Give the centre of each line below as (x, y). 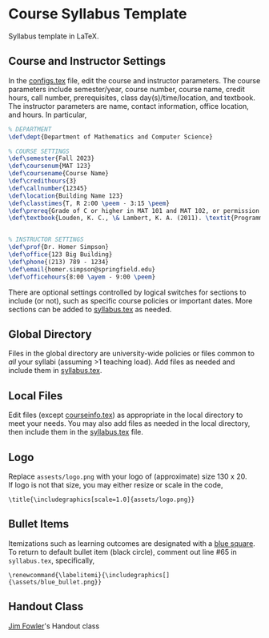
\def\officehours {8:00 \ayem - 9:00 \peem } (82, 277)
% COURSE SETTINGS (39, 151)
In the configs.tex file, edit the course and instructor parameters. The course (134, 80)
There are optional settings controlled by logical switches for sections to (127, 292)
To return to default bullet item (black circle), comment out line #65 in (123, 552)
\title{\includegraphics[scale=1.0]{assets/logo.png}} (102, 500)
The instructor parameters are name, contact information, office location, (129, 106)
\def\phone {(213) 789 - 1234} (59, 262)
